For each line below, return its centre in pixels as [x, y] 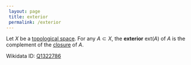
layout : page [25, 11]
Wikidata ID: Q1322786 [34, 56]
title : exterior [28, 17]
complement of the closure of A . [45, 45]
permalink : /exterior [35, 22]
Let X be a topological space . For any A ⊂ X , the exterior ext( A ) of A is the [96, 39]
